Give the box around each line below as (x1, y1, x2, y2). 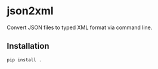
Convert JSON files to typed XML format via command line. (7, 24, 153, 31)
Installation (7, 41, 49, 51)
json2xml (7, 4, 54, 18)
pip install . (7, 57, 42, 63)
